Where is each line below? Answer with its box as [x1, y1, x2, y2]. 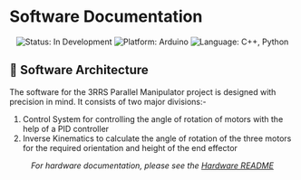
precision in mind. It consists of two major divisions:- [9, 96, 207, 107]
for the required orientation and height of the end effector [22, 142, 238, 153]
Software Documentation [9, 6, 203, 27]
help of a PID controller [22, 123, 110, 134]
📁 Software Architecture [9, 62, 150, 78]
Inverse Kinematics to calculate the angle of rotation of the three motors [22, 133, 292, 144]
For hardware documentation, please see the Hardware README [30, 160, 275, 171]
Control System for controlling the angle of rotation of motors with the [22, 113, 284, 124]
